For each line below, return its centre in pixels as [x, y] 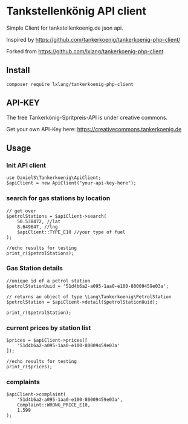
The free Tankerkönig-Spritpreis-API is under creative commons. [87, 117]
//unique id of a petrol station [48, 281]
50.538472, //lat [39, 221]
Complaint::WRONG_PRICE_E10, [54, 405]
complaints [23, 382]
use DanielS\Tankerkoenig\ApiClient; [54, 178]
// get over [21, 211]
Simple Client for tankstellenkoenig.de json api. [65, 28]
